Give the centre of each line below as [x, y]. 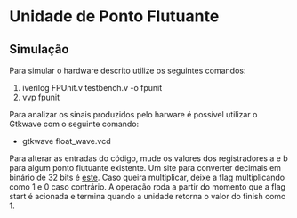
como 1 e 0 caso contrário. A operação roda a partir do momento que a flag [148, 187]
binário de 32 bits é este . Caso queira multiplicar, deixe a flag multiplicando [147, 177]
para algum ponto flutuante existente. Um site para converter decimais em [145, 168]
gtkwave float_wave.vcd [66, 141]
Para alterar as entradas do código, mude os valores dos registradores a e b [149, 158]
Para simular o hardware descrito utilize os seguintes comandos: [128, 70]
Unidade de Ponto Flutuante [114, 16]
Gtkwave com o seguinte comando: [74, 124]
